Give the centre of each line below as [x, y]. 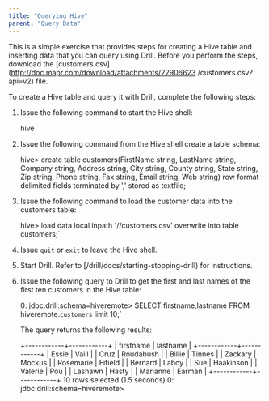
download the [31, 64]
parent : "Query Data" [45, 23]
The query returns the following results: [86, 330]
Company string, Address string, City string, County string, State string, [139, 168]
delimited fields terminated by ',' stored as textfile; [103, 185]
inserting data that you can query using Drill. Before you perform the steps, [133, 55]
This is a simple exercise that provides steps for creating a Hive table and [130, 46]
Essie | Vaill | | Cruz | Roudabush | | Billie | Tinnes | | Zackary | [154, 354]
